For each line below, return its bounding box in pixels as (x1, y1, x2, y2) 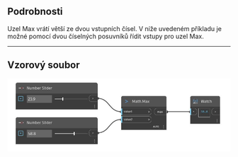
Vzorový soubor (7, 59, 80, 71)
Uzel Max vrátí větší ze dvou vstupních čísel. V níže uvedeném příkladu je (7, 24, 222, 33)
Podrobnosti (7, 6, 63, 18)
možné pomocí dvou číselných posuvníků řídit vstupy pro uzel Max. (7, 32, 204, 40)
